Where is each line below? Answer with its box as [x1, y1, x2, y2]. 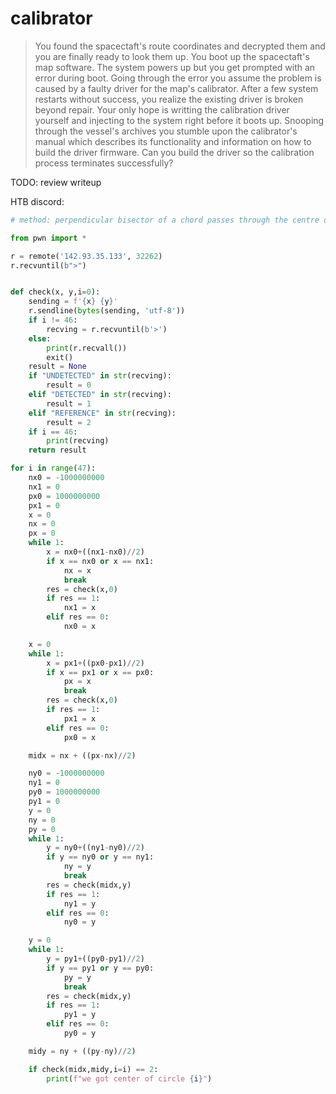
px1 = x [63, 713, 97, 724]
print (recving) [46, 436, 110, 446]
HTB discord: [10, 195, 65, 207]
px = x [63, 677, 92, 687]
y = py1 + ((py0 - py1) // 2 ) [46, 954, 145, 964]
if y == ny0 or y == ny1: [46, 852, 155, 862]
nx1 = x [63, 603, 97, 613]
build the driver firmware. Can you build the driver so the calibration [34, 146, 315, 158]
